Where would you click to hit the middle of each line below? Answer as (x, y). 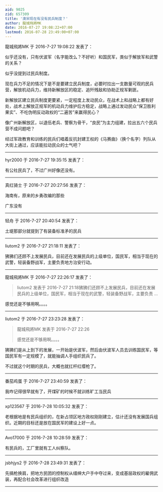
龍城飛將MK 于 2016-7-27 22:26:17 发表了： (49, 277)
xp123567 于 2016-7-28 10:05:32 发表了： (47, 406)
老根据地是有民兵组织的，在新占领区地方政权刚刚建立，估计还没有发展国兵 (79, 417)
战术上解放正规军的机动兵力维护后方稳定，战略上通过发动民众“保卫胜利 (85, 106)
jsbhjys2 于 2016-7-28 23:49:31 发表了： (46, 463)
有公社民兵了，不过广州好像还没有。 (41, 170)
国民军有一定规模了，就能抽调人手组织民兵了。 (52, 356)
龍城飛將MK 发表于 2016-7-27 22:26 (53, 329)
